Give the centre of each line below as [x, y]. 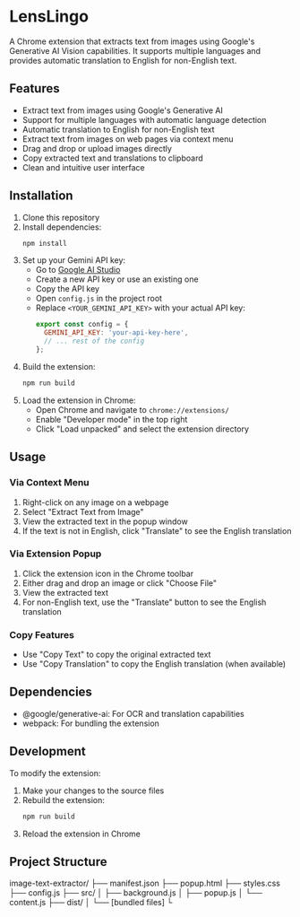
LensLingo [49, 17]
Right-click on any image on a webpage [95, 502]
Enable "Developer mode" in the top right [111, 419]
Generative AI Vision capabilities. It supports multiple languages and [135, 50]
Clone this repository [61, 217]
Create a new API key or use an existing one [117, 279]
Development [48, 751]
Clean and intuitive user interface [83, 167]
